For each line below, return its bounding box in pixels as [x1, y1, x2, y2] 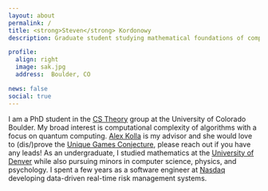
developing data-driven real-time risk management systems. [8, 173, 207, 183]
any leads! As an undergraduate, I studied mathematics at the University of [8, 148, 254, 158]
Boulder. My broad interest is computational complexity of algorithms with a [8, 123, 257, 132]
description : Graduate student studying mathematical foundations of [8, 33, 245, 42]
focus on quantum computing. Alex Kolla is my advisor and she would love [8, 131, 253, 140]
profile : [8, 49, 37, 57]
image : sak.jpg [15, 63, 66, 72]
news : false [8, 84, 48, 92]
